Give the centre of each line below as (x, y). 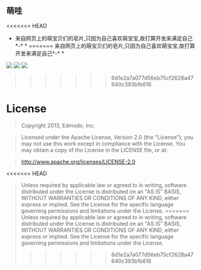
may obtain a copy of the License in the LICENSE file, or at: (94, 150)
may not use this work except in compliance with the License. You (103, 143)
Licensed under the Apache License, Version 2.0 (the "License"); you (107, 137)
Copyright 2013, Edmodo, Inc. (58, 125)
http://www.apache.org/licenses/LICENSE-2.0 (78, 161)
